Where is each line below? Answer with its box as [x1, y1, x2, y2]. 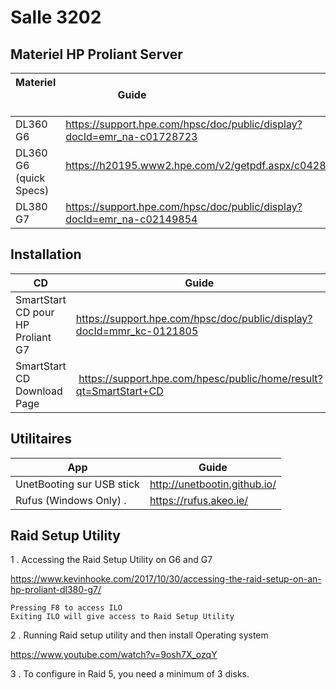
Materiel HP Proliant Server [10, 46, 183, 63]
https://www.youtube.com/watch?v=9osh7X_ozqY [10, 649, 218, 661]
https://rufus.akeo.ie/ [149, 493, 249, 507]
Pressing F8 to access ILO [10, 603, 123, 613]
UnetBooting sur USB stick [15, 477, 140, 491]
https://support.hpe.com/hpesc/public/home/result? [78, 371, 323, 385]
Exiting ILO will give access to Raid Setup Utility [10, 612, 235, 622]
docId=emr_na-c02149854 [65, 212, 198, 226]
